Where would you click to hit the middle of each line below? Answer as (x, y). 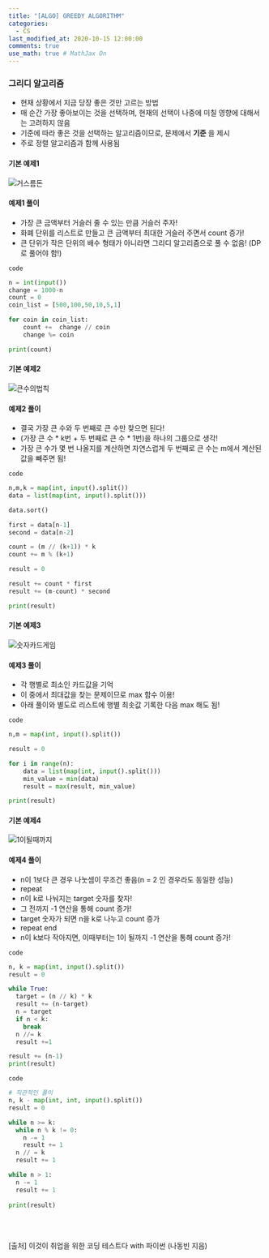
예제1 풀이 (24, 203)
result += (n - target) (52, 1004)
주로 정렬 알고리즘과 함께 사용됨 (70, 144)
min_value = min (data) (61, 779)
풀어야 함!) (45, 253)
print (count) (30, 350)
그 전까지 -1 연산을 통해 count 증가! (76, 908)
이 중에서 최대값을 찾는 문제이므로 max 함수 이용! (97, 695)
